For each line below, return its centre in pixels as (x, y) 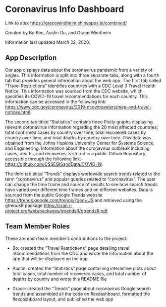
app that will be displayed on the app (50, 258)
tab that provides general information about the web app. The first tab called (83, 80)
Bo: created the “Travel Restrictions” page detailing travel (71, 248)
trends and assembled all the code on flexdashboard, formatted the (81, 294)
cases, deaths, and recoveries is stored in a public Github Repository (75, 153)
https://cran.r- (58, 205)
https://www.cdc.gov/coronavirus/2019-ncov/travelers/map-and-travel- (78, 107)
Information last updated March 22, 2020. (48, 42)
